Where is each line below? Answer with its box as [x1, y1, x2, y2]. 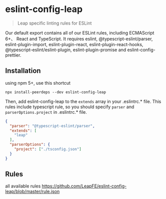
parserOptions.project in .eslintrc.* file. [5, 109, 87, 115]
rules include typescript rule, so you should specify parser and [5, 104, 134, 110]
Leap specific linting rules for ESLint [17, 20, 92, 26]
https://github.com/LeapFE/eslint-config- [41, 183, 126, 189]
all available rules [5, 183, 41, 189]
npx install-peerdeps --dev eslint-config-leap [5, 89, 106, 95]
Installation [5, 67, 41, 75]
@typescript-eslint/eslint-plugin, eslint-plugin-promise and [5, 47, 126, 53]
